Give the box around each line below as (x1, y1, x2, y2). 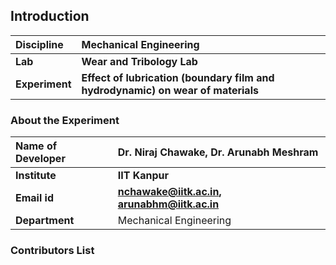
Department (15, 214, 75, 228)
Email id (15, 191, 54, 205)
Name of (15, 139, 58, 153)
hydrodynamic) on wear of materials (81, 83, 259, 97)
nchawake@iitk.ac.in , (117, 185, 222, 199)
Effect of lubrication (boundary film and (81, 70, 275, 84)
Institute (15, 169, 57, 183)
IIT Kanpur (117, 169, 170, 183)
